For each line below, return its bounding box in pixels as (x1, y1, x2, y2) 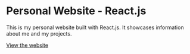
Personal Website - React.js (6, 4, 147, 18)
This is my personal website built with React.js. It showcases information (6, 24, 184, 31)
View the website (6, 42, 49, 49)
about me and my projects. (6, 30, 72, 37)
